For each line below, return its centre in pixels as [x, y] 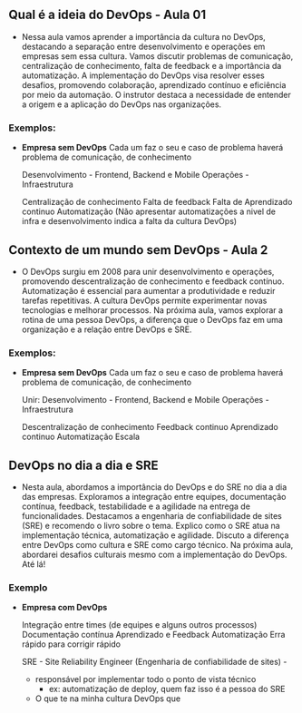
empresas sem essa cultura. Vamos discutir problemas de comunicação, [157, 56]
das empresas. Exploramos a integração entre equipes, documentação [154, 497]
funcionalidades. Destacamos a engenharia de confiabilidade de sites [151, 516]
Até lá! [34, 564]
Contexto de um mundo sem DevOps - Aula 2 [138, 250]
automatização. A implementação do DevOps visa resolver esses [143, 75]
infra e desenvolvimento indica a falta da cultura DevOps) [129, 221]
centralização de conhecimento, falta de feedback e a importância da [151, 65]
